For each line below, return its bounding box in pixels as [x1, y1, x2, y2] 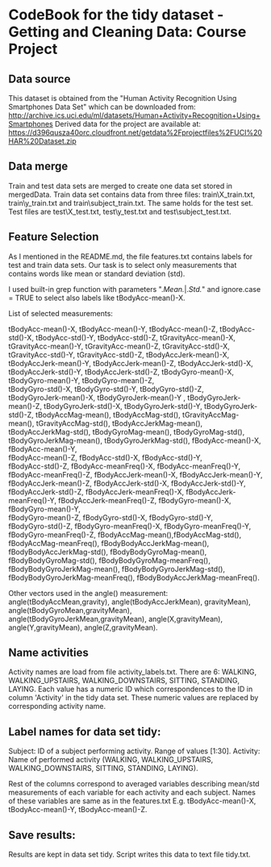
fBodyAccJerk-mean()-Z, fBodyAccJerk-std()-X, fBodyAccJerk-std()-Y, [8, 478, 246, 488]
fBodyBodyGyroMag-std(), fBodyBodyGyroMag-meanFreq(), [8, 555, 211, 565]
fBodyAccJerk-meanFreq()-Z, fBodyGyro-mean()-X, [57, 495, 231, 505]
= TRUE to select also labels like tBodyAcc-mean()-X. [8, 293, 186, 302]
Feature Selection [8, 230, 99, 244]
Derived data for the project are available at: [55, 119, 202, 128]
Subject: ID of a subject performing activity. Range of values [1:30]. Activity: [8, 746, 261, 756]
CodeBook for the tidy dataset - [8, 6, 224, 24]
